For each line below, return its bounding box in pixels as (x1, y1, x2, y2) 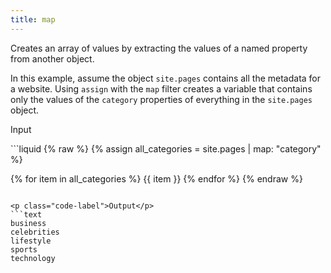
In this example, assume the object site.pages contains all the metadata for (10, 72, 322, 84)
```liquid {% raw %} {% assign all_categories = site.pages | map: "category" (10, 142, 322, 155)
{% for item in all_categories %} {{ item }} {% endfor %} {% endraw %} (10, 172, 303, 185)
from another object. (10, 52, 95, 65)
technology (10, 253, 56, 263)
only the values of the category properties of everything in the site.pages (10, 93, 313, 105)
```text (10, 209, 43, 220)
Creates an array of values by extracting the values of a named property (10, 42, 308, 54)
